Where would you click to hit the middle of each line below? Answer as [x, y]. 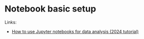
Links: [11, 22]
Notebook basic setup [50, 9]
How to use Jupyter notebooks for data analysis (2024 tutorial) [75, 31]
